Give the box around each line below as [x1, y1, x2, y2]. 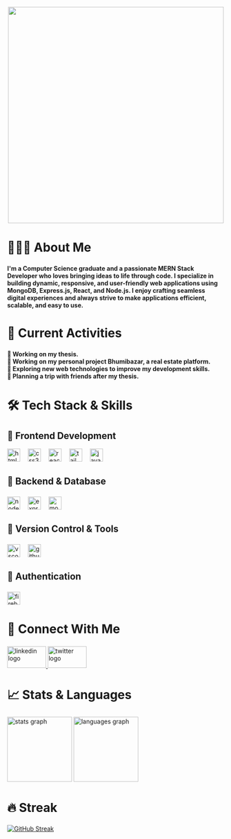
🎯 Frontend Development [7, 430, 117, 442]
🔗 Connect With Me [7, 622, 121, 637]
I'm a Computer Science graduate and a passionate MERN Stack [7, 264, 194, 273]
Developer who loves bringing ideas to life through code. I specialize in [7, 272, 214, 280]
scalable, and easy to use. [7, 301, 84, 309]
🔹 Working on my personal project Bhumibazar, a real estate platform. [7, 357, 211, 366]
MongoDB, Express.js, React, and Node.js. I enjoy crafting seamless [7, 287, 205, 295]
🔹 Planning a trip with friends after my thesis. [7, 372, 139, 381]
